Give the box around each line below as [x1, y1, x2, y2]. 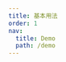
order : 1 [8, 19, 38, 27]
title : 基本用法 [8, 11, 58, 20]
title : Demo [15, 34, 56, 43]
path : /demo [15, 42, 56, 50]
